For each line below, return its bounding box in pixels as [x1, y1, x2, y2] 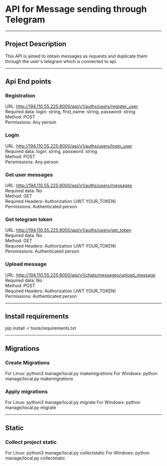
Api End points [5, 77, 51, 86]
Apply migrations [5, 388, 48, 395]
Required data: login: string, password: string [5, 148, 97, 154]
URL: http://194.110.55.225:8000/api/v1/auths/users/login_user [5, 143, 133, 149]
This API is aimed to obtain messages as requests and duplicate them [5, 53, 148, 59]
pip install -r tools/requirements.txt [5, 325, 76, 331]
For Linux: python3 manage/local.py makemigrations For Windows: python [5, 371, 158, 377]
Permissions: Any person [5, 119, 56, 125]
